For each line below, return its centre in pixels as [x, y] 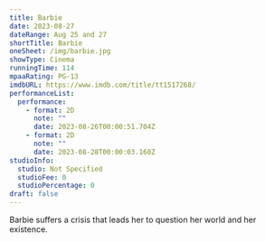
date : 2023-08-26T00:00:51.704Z [94, 127]
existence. [28, 229]
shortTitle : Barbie [46, 43]
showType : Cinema [42, 60]
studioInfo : [32, 160]
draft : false [34, 194]
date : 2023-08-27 [42, 26]
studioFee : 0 [42, 177]
